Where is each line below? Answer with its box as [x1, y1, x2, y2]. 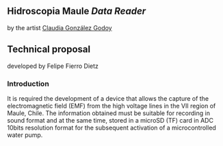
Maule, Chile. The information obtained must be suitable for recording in [7, 109, 211, 117]
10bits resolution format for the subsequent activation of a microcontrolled [7, 123, 217, 132]
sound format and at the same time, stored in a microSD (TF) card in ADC [7, 116, 214, 124]
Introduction [7, 79, 49, 88]
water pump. [7, 130, 43, 139]
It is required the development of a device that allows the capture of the [7, 94, 209, 102]
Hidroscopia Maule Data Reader [7, 5, 146, 17]
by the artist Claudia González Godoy [7, 23, 112, 32]
